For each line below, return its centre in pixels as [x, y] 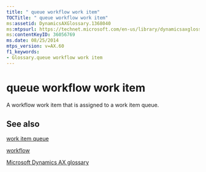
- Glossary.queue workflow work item [55, 58]
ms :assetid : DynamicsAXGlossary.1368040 [59, 23]
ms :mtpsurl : [21, 29]
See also [23, 124]
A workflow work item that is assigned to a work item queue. [83, 105]
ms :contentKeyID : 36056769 [41, 35]
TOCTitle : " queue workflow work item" [57, 18]
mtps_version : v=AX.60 [35, 47]
